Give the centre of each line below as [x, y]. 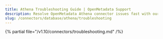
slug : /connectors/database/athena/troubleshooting [58, 18]
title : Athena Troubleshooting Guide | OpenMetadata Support [68, 9]
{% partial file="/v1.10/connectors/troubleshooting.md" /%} [64, 32]
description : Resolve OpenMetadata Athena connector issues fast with [78, 14]
